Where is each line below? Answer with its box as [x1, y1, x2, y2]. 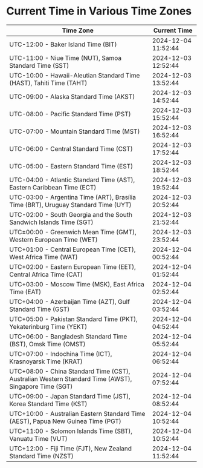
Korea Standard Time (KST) [9, 400, 88, 408]
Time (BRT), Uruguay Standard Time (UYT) [9, 200, 132, 209]
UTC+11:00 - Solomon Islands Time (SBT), [9, 427, 133, 435]
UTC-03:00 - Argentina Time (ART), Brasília [9, 193, 136, 201]
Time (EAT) [9, 288, 41, 296]
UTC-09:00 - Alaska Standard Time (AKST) [9, 92, 135, 101]
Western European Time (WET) [9, 235, 98, 243]
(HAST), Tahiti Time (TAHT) [9, 79, 88, 87]
